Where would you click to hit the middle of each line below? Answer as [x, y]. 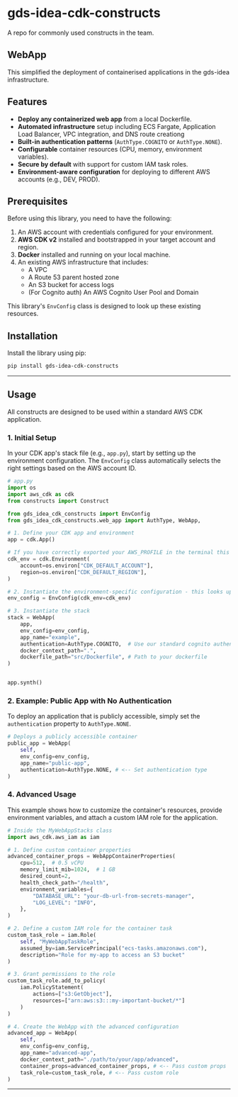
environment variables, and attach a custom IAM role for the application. [113, 817]
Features [27, 102]
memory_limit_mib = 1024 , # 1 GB [68, 870]
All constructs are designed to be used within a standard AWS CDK [105, 412]
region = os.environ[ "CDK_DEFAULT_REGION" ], [84, 572]
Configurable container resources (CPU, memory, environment [110, 149]
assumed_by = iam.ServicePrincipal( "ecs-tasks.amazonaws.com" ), [114, 948]
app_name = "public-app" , [55, 763]
